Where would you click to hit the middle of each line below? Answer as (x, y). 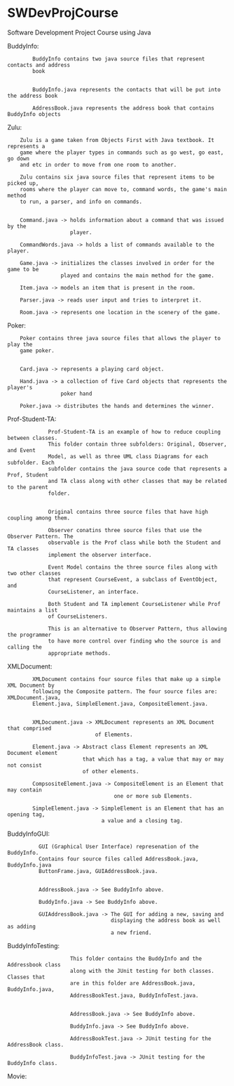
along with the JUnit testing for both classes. (142, 971)
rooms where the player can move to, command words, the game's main (124, 189)
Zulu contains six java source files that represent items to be (117, 177)
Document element (33, 753)
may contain (25, 790)
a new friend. (131, 933)
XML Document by (31, 685)
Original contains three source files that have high (128, 512)
